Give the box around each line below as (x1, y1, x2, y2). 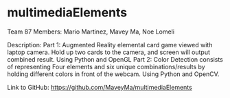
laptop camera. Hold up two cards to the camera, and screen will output (7, 48, 211, 56)
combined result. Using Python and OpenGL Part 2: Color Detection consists (7, 55, 223, 63)
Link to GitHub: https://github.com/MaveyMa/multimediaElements (7, 83, 192, 91)
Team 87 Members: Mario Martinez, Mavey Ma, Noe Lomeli (7, 27, 175, 36)
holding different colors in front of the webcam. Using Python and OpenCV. (7, 70, 220, 78)
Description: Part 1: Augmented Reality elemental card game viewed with (7, 40, 213, 49)
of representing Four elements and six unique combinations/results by (7, 62, 205, 71)
